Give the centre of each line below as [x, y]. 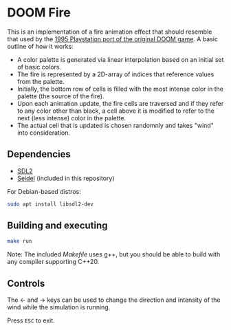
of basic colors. [39, 67]
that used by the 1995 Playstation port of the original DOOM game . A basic [113, 38]
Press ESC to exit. [31, 320]
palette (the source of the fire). [60, 96]
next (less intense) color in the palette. [71, 118]
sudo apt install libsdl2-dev [51, 204]
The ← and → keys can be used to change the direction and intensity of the [114, 300]
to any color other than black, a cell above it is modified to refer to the [116, 111]
